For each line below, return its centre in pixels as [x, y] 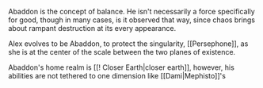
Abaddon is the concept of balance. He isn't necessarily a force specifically [131, 11]
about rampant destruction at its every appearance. [92, 28]
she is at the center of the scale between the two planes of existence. [122, 52]
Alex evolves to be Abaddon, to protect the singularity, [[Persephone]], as [128, 44]
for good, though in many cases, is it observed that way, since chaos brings [132, 20]
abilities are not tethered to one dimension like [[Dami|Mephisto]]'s [117, 76]
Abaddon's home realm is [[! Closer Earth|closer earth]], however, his [122, 67]
